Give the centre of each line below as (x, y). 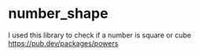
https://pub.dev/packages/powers (63, 43)
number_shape (58, 14)
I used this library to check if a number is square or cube (99, 35)
